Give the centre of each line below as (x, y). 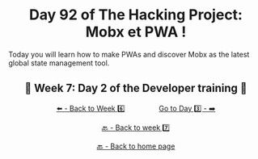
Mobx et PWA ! (136, 32)
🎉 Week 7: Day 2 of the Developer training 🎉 (136, 88)
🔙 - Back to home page (136, 146)
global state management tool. (59, 63)
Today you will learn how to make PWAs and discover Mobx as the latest (129, 54)
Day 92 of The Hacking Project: (136, 15)
